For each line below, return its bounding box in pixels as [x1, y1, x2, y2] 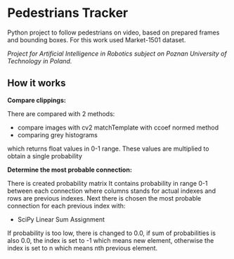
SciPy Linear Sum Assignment [17, 215, 105, 223]
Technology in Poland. [7, 56, 72, 65]
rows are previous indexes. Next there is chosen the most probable [7, 194, 202, 202]
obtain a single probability [7, 151, 83, 160]
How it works [7, 77, 66, 89]
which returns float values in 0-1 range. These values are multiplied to [7, 144, 209, 153]
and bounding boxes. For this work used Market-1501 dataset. [7, 35, 186, 44]
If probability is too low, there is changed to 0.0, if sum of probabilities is [7, 229, 216, 237]
